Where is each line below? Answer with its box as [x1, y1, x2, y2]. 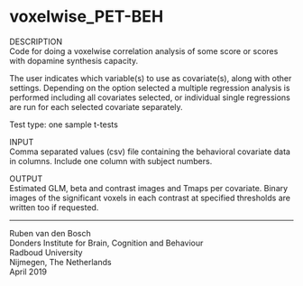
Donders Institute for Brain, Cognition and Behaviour [9, 237, 204, 248]
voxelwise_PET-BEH [9, 6, 164, 27]
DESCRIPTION [9, 36, 63, 47]
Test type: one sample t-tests [9, 119, 119, 130]
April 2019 [9, 266, 48, 277]
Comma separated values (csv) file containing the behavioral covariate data [9, 146, 291, 157]
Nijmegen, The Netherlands [9, 256, 112, 267]
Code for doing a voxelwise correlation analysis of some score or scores [9, 45, 279, 56]
